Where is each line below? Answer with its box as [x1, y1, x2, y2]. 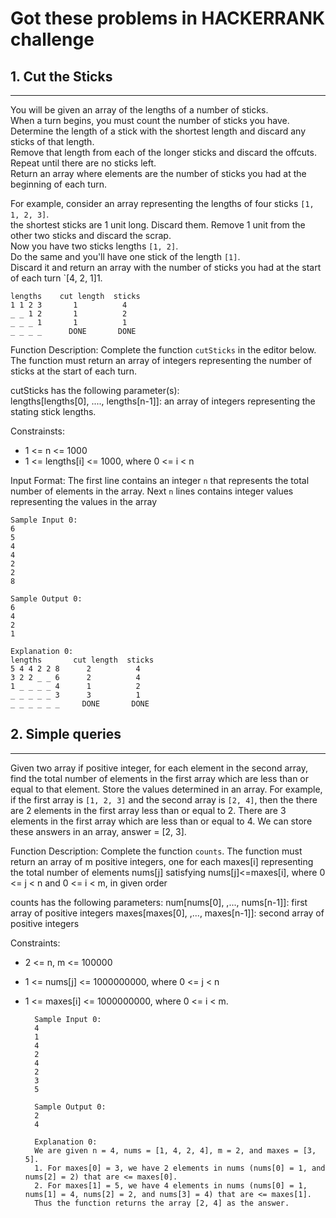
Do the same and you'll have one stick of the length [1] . [10, 251, 241, 262]
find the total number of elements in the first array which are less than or [10, 772, 310, 784]
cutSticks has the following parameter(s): [10, 385, 180, 396]
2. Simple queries [10, 726, 122, 743]
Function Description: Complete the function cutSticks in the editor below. [10, 344, 317, 356]
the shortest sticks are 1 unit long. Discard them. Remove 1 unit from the [10, 219, 306, 231]
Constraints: [10, 937, 61, 949]
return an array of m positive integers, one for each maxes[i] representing [10, 855, 314, 867]
